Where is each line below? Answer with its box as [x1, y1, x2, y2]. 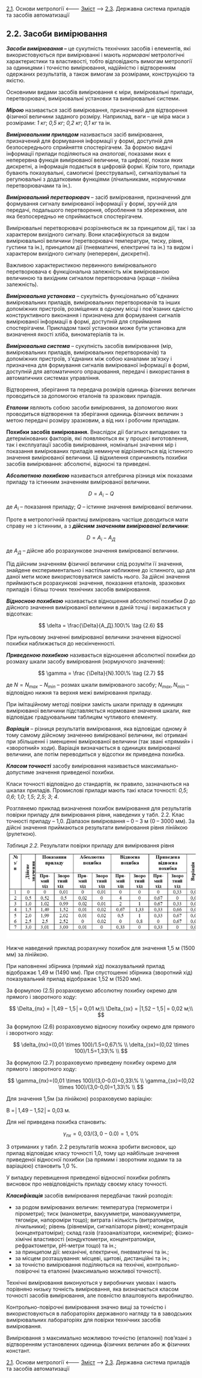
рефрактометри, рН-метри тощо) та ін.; [14, 1242, 117, 1249]
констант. [6, 1347, 31, 1355]
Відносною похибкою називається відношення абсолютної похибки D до [6, 597, 196, 605]
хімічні [14, 1236, 32, 1243]
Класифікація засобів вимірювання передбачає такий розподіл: [6, 1192, 173, 1200]
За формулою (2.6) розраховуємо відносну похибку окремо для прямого [6, 1023, 195, 1030]
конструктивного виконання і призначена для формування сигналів [6, 311, 181, 319]
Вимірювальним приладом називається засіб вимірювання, [6, 130, 164, 138]
